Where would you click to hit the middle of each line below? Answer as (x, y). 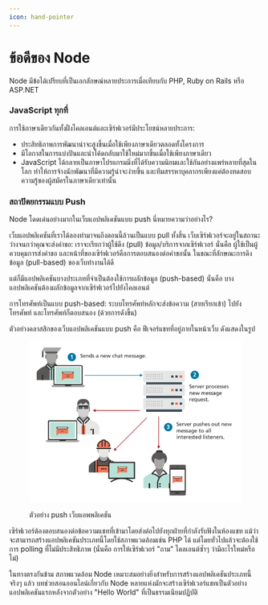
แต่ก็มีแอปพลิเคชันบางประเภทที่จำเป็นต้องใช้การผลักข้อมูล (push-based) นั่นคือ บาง (122, 278)
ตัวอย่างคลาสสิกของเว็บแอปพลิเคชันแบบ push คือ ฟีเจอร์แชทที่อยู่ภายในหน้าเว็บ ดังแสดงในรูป (132, 329)
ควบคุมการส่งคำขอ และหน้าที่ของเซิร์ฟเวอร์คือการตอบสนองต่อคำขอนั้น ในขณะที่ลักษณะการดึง (131, 253)
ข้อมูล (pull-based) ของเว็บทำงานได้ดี (62, 262)
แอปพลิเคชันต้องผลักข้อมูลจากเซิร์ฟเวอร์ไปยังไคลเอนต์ (79, 288)
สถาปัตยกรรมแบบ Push (48, 201)
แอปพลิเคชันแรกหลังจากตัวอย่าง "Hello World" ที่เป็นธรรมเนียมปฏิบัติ (104, 592)
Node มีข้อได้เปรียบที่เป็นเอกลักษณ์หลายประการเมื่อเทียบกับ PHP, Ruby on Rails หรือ (127, 80)
